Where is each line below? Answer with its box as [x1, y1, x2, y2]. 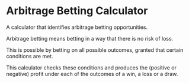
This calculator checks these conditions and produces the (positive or [6, 64, 177, 71]
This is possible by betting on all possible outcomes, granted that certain [6, 46, 184, 54]
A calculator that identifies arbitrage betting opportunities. [6, 24, 148, 31]
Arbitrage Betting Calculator [6, 4, 148, 18]
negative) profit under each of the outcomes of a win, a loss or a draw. [6, 70, 178, 77]
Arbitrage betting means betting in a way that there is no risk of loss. [6, 35, 174, 42]
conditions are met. [6, 52, 53, 59]
